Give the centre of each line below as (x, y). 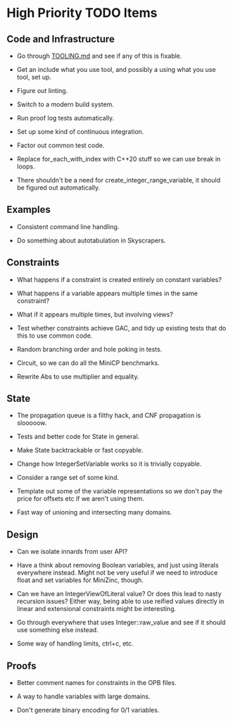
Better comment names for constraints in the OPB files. (96, 683)
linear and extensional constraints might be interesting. (96, 609)
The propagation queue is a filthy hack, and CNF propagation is (109, 415)
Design (23, 535)
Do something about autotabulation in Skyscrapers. (91, 240)
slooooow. (32, 423)
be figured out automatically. (58, 187)
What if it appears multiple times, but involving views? (95, 314)
